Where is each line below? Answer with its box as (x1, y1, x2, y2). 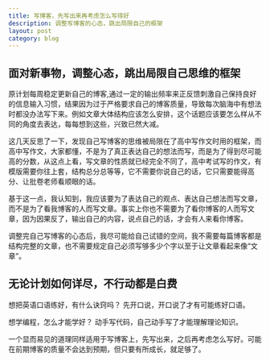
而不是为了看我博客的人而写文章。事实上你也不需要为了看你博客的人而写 (8, 204, 247, 214)
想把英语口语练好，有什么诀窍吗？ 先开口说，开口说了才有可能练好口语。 (8, 300, 250, 309)
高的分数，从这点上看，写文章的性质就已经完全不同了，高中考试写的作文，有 (8, 156, 262, 166)
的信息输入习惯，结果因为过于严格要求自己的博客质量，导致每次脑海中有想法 (8, 99, 262, 109)
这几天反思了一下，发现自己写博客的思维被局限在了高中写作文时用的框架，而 (8, 136, 262, 146)
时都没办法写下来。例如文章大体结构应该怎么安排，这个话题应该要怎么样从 (8, 110, 255, 119)
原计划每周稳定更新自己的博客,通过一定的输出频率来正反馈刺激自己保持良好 (8, 89, 257, 99)
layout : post (8, 27, 52, 35)
